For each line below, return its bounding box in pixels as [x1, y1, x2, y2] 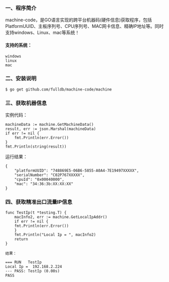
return [14, 237, 28, 242]
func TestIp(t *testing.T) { [5, 210, 67, 215]
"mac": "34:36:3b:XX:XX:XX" [14, 181, 73, 186]
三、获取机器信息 [5, 100, 47, 107]
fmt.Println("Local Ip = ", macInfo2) [14, 232, 96, 238]
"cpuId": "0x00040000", [14, 177, 65, 182]
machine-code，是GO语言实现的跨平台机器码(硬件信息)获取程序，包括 [5, 17, 152, 23]
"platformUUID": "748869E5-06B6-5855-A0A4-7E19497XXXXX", [14, 168, 139, 173]
